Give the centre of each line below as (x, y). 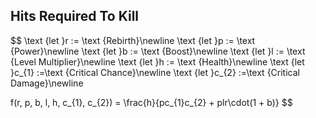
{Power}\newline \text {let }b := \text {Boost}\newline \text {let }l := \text (158, 51)
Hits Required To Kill (75, 16)
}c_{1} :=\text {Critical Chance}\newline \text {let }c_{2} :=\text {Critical (155, 72)
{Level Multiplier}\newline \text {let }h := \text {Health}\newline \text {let (157, 61)
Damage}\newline (47, 83)
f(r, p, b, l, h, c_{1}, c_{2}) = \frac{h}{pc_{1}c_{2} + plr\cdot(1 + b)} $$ (151, 102)
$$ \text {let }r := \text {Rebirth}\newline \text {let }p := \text (133, 40)
